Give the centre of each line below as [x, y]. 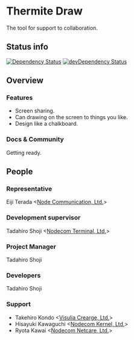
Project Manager [31, 246]
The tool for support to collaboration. [52, 28]
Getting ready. [24, 152]
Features [20, 98]
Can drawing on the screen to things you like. [71, 117]
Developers [24, 275]
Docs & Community [35, 139]
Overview [25, 81]
